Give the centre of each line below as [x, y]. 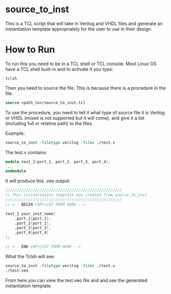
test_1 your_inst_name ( [31, 214]
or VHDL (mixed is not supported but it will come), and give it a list [75, 118]
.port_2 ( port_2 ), [33, 223]
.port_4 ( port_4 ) [32, 233]
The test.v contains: [26, 152]
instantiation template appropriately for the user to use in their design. [79, 29]
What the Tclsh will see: [30, 256]
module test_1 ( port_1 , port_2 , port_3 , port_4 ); [58, 162]
